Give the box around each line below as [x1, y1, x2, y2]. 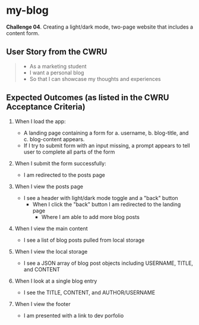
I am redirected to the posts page [23, 171, 106, 179]
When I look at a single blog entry [14, 277, 97, 285]
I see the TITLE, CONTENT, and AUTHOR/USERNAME [23, 289, 156, 296]
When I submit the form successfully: [14, 160, 106, 167]
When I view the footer [14, 300, 71, 307]
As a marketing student [29, 62, 87, 70]
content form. [6, 29, 40, 36]
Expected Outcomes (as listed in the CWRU [6, 93, 169, 103]
